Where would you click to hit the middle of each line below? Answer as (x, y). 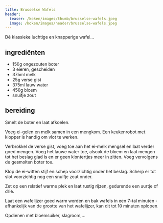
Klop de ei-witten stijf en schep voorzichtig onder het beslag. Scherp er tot (81, 171)
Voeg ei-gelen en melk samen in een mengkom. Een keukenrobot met (75, 132)
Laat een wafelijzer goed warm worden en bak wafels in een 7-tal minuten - (81, 201)
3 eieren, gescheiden (34, 69)
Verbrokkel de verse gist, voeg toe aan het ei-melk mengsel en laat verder (80, 146)
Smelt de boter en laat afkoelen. (37, 122)
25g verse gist (27, 80)
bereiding (20, 111)
